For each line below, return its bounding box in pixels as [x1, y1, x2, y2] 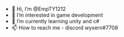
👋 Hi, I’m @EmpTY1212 [11, 6, 66, 12]
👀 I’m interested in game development [11, 12, 104, 18]
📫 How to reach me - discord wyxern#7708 [11, 24, 118, 31]
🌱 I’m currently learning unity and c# [11, 18, 99, 24]
